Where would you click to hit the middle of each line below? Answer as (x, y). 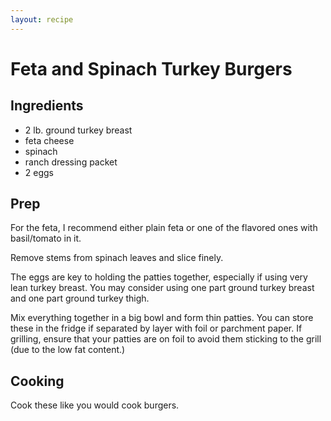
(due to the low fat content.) (68, 350)
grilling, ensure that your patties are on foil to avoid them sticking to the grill (166, 339)
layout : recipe (42, 19)
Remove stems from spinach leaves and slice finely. (117, 258)
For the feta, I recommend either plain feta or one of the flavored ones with (164, 228)
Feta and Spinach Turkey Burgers (151, 68)
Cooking (37, 381)
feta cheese (49, 140)
